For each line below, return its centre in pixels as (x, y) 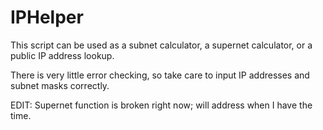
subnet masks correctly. (60, 85)
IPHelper (47, 17)
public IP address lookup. (62, 55)
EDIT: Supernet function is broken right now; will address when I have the (161, 105)
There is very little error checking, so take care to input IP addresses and (160, 75)
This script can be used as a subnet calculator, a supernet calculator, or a (161, 45)
